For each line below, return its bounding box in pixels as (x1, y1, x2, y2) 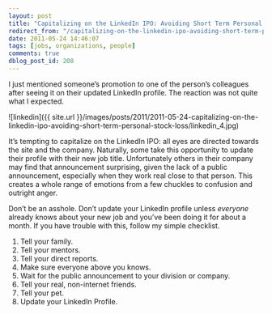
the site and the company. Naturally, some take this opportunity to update (8, 145, 253, 155)
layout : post (8, 11, 53, 20)
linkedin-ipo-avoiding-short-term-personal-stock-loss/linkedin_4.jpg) (8, 121, 240, 130)
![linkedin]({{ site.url (8, 112, 75, 121)
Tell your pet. (19, 288, 65, 298)
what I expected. (8, 96, 65, 106)
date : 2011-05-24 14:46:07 (8, 34, 100, 43)
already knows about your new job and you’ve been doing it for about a (8, 212, 247, 222)
